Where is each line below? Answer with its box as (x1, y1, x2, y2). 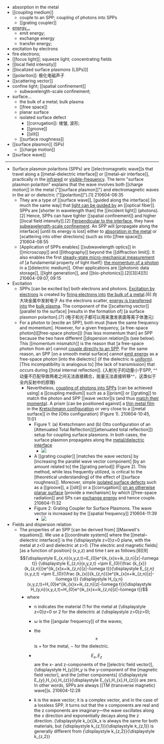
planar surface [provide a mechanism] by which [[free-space (34, 490, 157, 496)
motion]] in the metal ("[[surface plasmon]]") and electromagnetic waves (12, 187, 159, 193)
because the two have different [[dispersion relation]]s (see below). (19, 335, 155, 341)
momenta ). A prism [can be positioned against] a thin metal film (26, 400, 155, 406)
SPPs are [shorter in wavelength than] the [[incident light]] (19, 208, 137, 213)
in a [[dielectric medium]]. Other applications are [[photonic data (19, 265, 149, 271)
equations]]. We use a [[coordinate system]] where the (19, 532, 130, 538)
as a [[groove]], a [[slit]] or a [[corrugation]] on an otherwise (34, 485, 155, 490)
